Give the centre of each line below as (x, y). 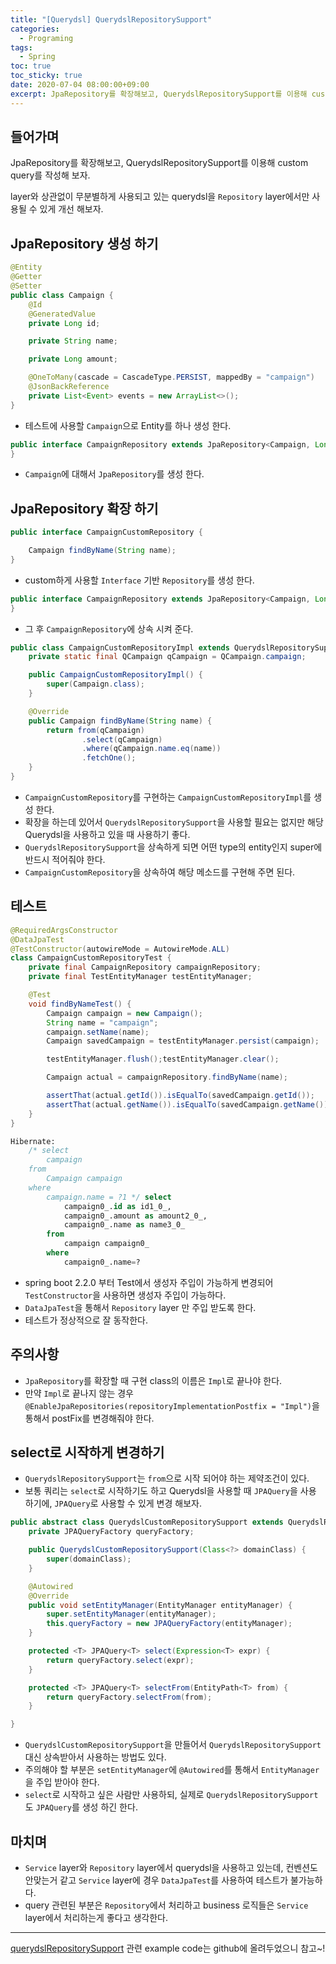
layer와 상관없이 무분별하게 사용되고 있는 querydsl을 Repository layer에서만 (160, 197)
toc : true (31, 66)
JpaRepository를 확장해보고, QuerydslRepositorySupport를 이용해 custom (159, 163)
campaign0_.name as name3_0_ (124, 1225)
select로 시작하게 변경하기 (87, 1452)
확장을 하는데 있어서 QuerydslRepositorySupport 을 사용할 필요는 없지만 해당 (174, 822)
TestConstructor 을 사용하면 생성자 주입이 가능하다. (125, 1295)
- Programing (46, 38)
